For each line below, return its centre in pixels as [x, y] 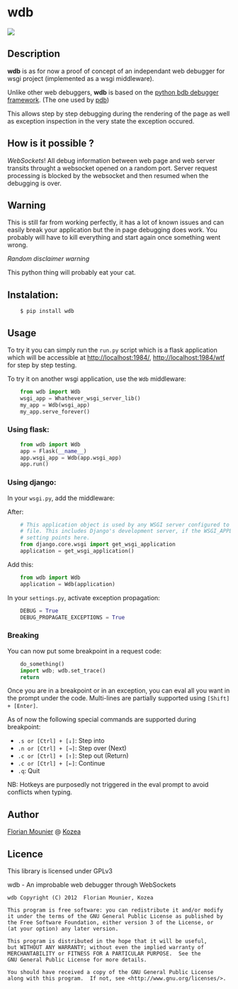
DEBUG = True [39, 611]
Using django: [32, 482]
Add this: [21, 564]
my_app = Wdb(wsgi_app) [55, 405]
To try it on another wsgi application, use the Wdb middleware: [97, 379]
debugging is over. [34, 183]
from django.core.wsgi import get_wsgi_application [98, 545]
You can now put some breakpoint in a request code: [84, 651]
